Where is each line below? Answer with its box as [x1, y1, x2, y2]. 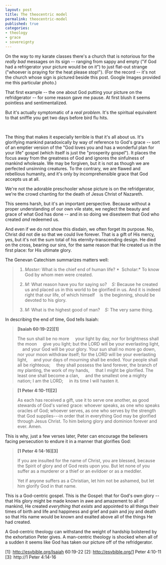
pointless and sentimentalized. [5, 100, 68, 106]
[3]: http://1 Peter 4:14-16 [5, 554, 56, 560]
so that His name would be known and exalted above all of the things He [5, 513, 153, 519]
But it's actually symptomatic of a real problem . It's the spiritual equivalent [5, 109, 157, 115]
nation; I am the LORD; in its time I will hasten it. [17, 378, 119, 384]
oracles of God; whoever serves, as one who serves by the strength [17, 408, 156, 414]
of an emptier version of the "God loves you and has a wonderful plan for [5, 144, 155, 150]
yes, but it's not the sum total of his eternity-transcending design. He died [5, 236, 156, 242]
